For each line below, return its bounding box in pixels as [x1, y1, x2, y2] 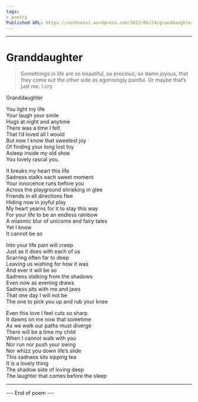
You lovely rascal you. [6, 156, 60, 163]
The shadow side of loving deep [6, 366, 84, 373]
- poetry [6, 14, 28, 20]
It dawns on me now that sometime [6, 316, 91, 323]
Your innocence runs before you [6, 180, 84, 187]
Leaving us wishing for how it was [6, 261, 89, 268]
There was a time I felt [6, 125, 61, 132]
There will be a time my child [6, 329, 76, 336]
